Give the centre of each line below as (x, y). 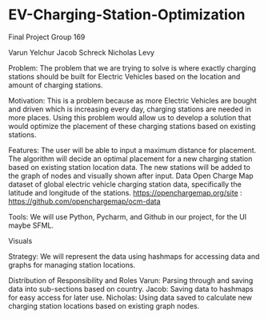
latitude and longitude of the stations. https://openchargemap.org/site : (125, 192)
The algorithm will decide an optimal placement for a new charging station (130, 159)
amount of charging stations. (56, 85)
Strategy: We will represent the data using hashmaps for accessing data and (134, 256)
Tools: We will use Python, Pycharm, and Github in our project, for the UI (128, 216)
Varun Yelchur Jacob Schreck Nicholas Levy (81, 52)
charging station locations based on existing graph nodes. (104, 305)
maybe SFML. (31, 225)
